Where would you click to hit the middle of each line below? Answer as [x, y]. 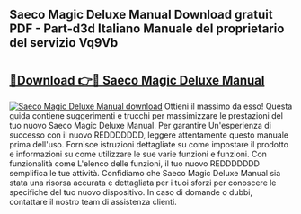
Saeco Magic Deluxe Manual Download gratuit [141, 15]
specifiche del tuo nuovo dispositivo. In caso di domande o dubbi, [131, 192]
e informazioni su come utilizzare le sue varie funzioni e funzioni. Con [138, 154]
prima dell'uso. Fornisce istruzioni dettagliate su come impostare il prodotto [149, 144]
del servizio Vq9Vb [64, 43]
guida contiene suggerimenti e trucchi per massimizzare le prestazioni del [146, 116]
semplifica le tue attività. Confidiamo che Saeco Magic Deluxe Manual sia [145, 173]
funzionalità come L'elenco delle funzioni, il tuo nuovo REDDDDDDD [135, 164]
